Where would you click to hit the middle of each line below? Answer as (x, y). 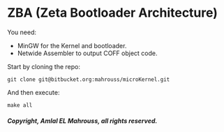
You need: (22, 32)
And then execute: (33, 92)
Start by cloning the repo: (44, 66)
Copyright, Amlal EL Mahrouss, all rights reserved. (82, 121)
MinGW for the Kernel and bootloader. (72, 45)
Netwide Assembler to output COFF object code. (87, 53)
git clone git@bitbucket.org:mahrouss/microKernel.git (89, 79)
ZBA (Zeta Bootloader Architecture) (113, 13)
